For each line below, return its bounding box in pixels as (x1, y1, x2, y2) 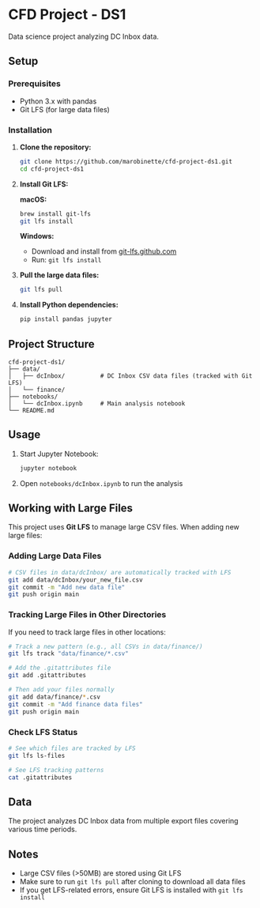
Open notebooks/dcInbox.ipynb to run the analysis (19, 478, 183, 488)
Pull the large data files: (19, 270, 100, 280)
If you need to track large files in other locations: (8, 627, 166, 637)
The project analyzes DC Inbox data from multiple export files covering (8, 816, 239, 826)
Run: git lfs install (31, 255, 102, 265)
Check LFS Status (8, 726, 78, 737)
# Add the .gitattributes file (8, 664, 111, 673)
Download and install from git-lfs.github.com (31, 247, 177, 256)
